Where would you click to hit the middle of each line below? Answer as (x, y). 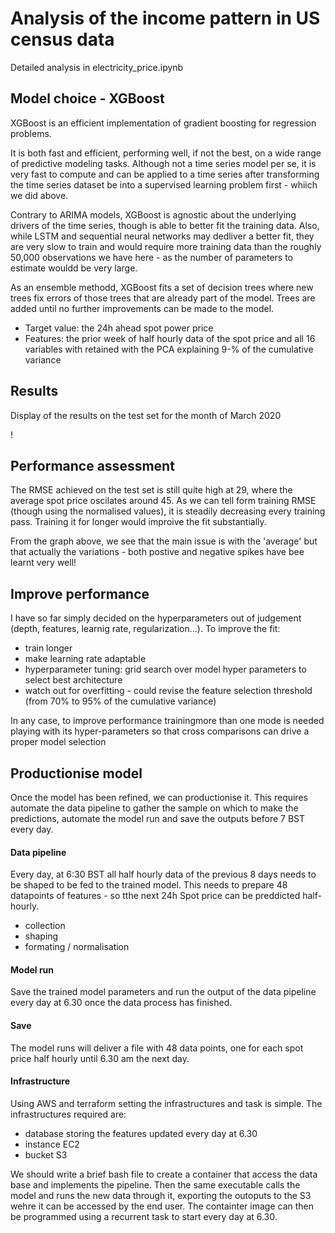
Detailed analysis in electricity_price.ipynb (97, 67)
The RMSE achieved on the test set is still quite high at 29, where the (151, 490)
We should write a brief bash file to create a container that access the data (164, 1174)
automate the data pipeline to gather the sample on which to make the (154, 808)
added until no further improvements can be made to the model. (142, 308)
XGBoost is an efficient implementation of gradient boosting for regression (163, 123)
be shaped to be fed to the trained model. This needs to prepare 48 (149, 885)
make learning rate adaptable (85, 659)
